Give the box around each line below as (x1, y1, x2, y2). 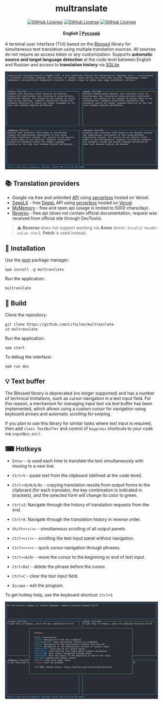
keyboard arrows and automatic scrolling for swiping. (5, 411, 112, 417)
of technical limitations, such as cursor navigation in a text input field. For (5, 395, 151, 401)
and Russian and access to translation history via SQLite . (5, 62, 121, 68)
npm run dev (5, 364, 29, 369)
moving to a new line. (12, 463, 55, 469)
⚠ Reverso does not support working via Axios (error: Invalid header (16, 225, 158, 231)
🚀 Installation (5, 244, 46, 253)
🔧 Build (5, 299, 27, 307)
